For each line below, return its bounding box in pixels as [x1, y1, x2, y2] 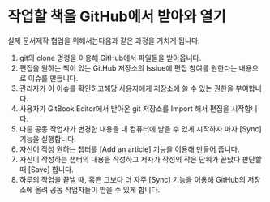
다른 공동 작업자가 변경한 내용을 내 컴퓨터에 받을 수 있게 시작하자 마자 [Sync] [19, 123, 262, 134]
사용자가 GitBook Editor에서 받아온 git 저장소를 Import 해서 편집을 [19, 103, 230, 114]
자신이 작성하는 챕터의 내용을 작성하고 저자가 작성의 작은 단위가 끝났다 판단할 [19, 154, 263, 164]
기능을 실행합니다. [19, 134, 76, 144]
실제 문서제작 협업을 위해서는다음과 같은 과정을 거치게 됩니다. [7, 36, 200, 45]
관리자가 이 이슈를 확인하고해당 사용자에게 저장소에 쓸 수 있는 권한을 [19, 83, 234, 93]
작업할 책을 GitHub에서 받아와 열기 [7, 7, 226, 26]
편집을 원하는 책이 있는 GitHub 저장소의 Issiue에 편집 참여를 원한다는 [19, 62, 238, 73]
